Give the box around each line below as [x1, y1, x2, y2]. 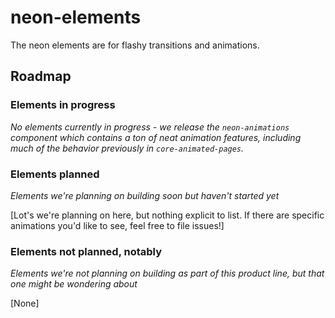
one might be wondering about [10, 278, 138, 290]
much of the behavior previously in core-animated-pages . [10, 142, 245, 154]
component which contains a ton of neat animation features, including [10, 131, 302, 143]
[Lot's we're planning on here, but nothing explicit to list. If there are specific [10, 209, 325, 221]
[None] [10, 297, 40, 310]
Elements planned [10, 167, 100, 181]
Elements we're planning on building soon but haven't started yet [10, 189, 280, 201]
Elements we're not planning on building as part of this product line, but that [10, 267, 325, 280]
